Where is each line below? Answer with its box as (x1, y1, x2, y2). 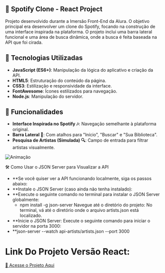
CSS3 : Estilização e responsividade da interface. (12, 83, 112, 89)
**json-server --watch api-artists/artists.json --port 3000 (12, 228, 130, 234)
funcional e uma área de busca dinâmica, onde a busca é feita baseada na (5, 34, 157, 40)
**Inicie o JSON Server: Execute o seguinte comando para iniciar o (12, 218, 150, 224)
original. (12, 126, 29, 132)
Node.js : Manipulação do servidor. (12, 93, 83, 99)
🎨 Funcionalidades (5, 108, 63, 116)
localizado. (19, 212, 42, 219)
